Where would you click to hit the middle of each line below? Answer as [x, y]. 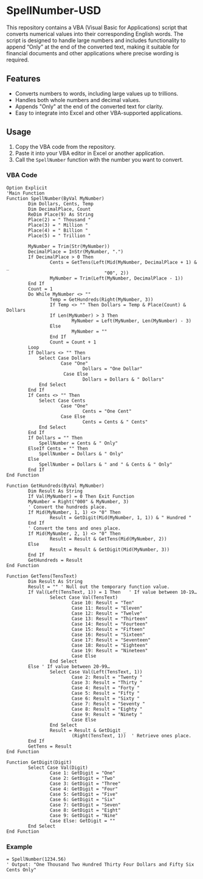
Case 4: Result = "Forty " [105, 688]
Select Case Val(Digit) [58, 767]
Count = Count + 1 [73, 342]
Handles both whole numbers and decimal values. [78, 100]
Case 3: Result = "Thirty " [107, 682]
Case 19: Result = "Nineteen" [110, 650]
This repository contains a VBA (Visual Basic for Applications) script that [97, 27]
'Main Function [26, 193]
